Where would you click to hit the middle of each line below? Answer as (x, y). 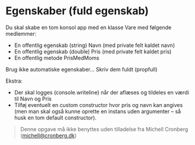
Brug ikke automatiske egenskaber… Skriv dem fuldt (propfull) (82, 69)
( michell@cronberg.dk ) (48, 135)
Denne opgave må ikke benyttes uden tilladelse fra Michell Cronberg (104, 129)
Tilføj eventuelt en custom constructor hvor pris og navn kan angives (98, 105)
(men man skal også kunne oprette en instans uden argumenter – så (97, 111)
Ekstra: (14, 81)
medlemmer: (21, 33)
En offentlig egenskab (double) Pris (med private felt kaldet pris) (93, 51)
